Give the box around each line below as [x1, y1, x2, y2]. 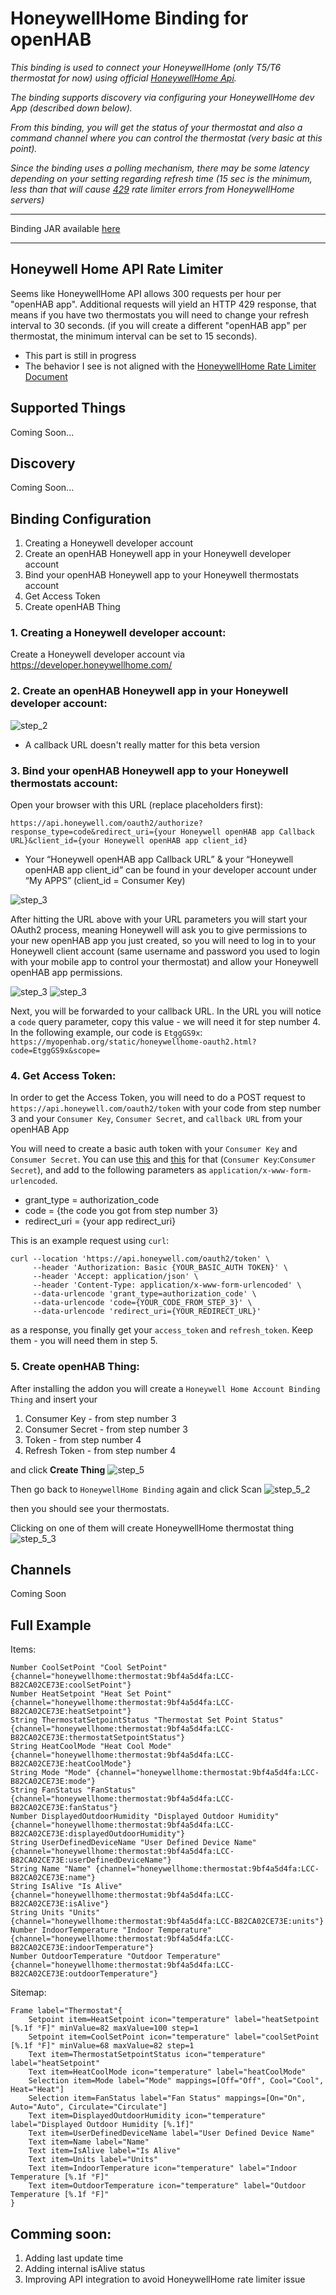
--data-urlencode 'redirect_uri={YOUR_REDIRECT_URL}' [32, 1307, 262, 1317]
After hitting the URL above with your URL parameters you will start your [10, 913, 308, 926]
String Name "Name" [10, 1864, 92, 1874]
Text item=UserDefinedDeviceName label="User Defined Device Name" [28, 2128, 315, 2139]
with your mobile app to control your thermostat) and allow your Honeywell [10, 956, 319, 968]
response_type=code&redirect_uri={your [10, 827, 177, 837]
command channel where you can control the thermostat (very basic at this [10, 132, 323, 144]
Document [24, 370, 68, 382]
